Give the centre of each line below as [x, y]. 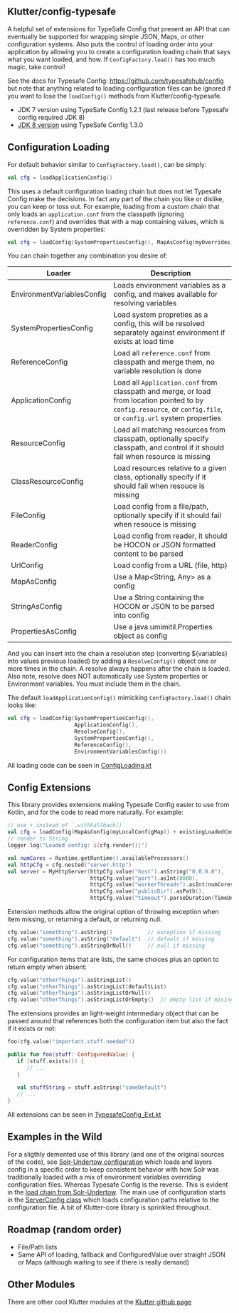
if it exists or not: [32, 1029]
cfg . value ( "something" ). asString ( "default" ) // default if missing [111, 939]
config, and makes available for [166, 294]
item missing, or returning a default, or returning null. [85, 919]
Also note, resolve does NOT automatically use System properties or [108, 676]
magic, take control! [37, 66]
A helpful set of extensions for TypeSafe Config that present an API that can [118, 29]
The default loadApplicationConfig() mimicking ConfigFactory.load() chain [119, 698]
